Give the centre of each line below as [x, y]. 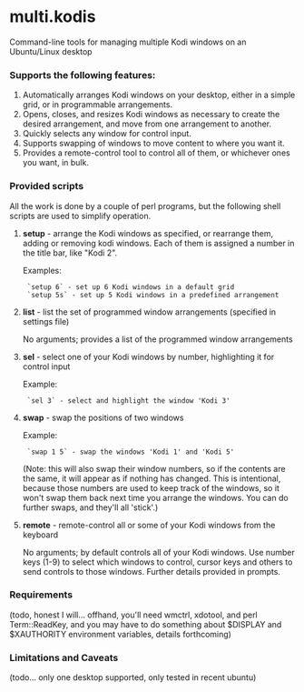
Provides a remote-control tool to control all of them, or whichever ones [156, 153]
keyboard [40, 535]
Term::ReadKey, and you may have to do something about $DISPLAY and [146, 624]
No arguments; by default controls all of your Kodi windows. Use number [158, 552]
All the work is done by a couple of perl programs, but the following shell [145, 206]
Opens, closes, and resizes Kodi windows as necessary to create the [151, 115]
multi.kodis [53, 17]
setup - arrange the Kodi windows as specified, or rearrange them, [148, 233]
